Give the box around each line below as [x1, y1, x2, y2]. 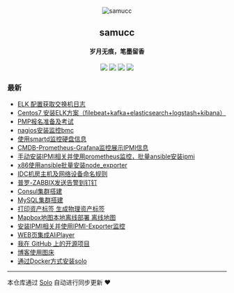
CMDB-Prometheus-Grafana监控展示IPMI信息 [17, 143, 148, 151]
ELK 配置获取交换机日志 [17, 100, 86, 108]
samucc [99, 27, 135, 38]
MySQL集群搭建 [17, 195, 63, 204]
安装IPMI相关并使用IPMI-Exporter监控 [17, 222, 125, 230]
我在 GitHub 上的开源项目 [17, 239, 91, 248]
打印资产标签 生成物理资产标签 [17, 204, 105, 213]
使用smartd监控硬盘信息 [17, 135, 87, 143]
